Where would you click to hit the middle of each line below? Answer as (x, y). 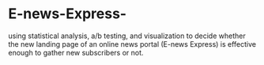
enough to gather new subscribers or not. (76, 52)
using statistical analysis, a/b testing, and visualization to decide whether (127, 36)
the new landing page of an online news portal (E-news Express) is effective (132, 44)
